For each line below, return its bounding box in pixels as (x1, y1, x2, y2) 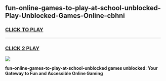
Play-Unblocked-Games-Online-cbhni (5, 12, 125, 20)
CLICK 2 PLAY (5, 45, 40, 52)
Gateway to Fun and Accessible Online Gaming (5, 70, 103, 76)
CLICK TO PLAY (5, 27, 43, 33)
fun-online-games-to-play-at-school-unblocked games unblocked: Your (5, 65, 158, 71)
